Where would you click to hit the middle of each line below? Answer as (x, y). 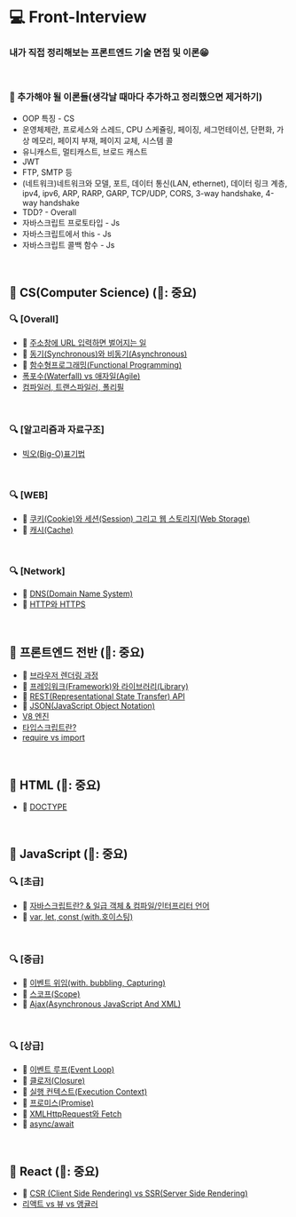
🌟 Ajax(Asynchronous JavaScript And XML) (101, 1004)
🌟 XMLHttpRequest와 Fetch (72, 1114)
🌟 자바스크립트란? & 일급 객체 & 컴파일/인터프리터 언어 (116, 905)
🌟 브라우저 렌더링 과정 (60, 675)
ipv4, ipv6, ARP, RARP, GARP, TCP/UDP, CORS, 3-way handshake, (143, 193)
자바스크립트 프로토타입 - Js (71, 222)
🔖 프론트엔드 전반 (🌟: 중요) (77, 652)
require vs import (54, 737)
